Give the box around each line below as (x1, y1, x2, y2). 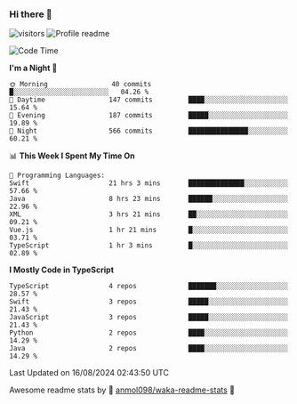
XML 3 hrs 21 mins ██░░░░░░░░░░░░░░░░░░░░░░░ (9, 210, 289, 219)
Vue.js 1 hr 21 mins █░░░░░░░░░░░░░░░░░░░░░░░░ (9, 226, 289, 235)
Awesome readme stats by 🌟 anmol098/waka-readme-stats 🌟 (9, 384, 236, 395)
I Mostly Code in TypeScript (9, 264, 114, 275)
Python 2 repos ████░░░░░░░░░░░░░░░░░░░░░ (9, 328, 289, 337)
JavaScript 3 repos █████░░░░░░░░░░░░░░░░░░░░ (9, 313, 289, 322)
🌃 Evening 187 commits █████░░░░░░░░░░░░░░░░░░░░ (9, 111, 289, 120)
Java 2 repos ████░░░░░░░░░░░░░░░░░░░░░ (9, 344, 289, 353)
